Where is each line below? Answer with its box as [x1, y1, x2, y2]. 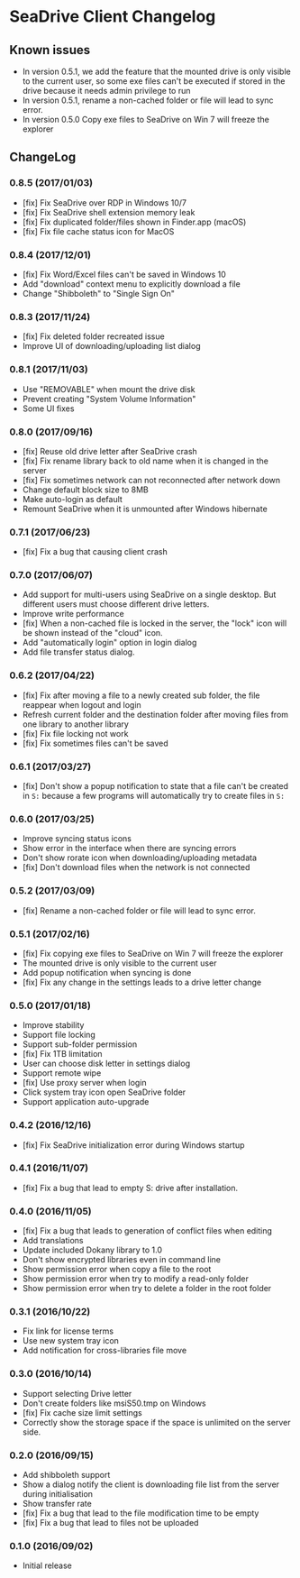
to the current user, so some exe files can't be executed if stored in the [22, 76, 286, 87]
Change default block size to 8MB [22, 484, 149, 495]
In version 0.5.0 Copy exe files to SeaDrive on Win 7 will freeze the [22, 115, 270, 124]
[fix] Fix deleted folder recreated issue [22, 331, 165, 342]
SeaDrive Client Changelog [9, 6, 216, 27]
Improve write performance [22, 609, 124, 619]
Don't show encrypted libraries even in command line [22, 1254, 221, 1265]
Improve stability [22, 1020, 85, 1031]
